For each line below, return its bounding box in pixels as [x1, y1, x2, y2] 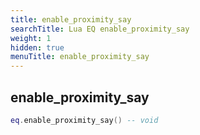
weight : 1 [10, 33, 52, 43]
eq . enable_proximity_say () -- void [10, 115, 159, 125]
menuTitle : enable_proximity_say [10, 52, 150, 62]
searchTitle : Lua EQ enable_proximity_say [10, 24, 190, 34]
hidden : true [10, 42, 65, 53]
